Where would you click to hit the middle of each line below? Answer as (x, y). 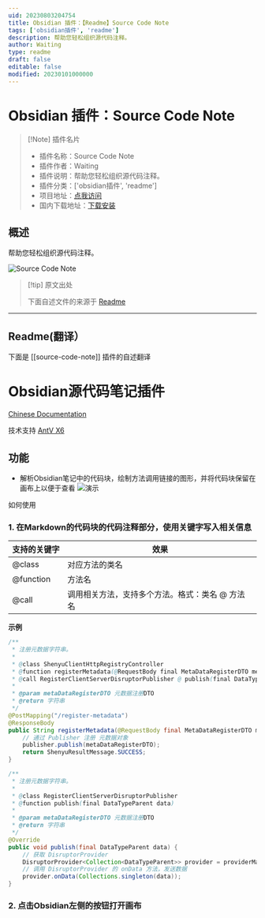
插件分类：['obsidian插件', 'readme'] (98, 185)
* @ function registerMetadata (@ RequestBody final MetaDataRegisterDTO (130, 672)
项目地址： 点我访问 (71, 195)
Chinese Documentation (47, 414)
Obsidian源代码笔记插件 (87, 392)
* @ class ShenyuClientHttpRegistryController (88, 664)
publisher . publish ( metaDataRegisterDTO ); (91, 745)
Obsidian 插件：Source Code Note (121, 116)
